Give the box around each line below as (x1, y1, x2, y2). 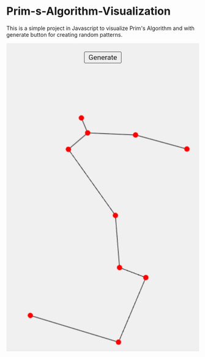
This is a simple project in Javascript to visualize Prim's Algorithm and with (6, 24, 195, 32)
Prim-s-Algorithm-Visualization (6, 4, 171, 18)
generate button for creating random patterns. (6, 31, 123, 38)
